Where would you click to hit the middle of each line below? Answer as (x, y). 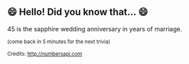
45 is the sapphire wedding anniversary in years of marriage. (95, 29)
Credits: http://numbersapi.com (45, 54)
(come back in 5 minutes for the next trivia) (59, 42)
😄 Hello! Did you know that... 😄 (78, 12)
